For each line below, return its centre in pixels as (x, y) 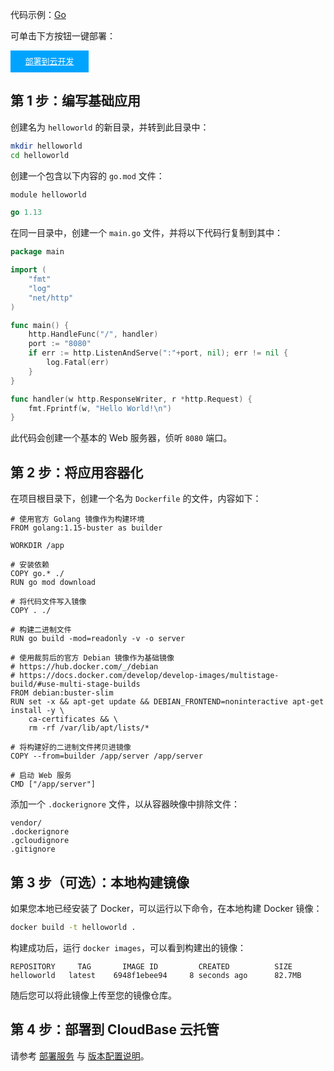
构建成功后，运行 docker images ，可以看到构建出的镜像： (128, 947)
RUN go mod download (53, 583)
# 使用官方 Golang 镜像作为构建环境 (77, 519)
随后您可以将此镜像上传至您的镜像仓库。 (93, 995)
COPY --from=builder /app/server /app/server (106, 756)
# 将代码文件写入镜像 (48, 602)
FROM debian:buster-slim (62, 693)
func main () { (40, 325)
